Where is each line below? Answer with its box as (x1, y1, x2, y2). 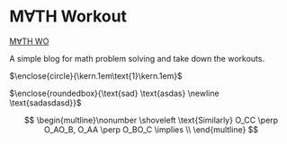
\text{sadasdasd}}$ (9, 97, 82, 108)
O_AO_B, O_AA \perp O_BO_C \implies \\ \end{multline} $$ (43, 123, 259, 135)
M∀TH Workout (9, 6, 128, 27)
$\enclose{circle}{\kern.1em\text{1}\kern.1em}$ (9, 70, 183, 81)
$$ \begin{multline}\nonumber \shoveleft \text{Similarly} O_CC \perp (23, 114, 279, 125)
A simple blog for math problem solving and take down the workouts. (9, 53, 265, 64)
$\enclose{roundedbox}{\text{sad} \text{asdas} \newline (9, 88, 220, 98)
